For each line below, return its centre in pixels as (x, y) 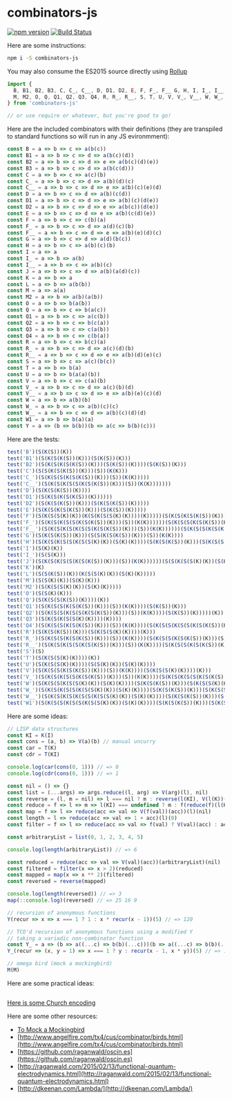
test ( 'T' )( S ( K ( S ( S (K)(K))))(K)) (54, 658)
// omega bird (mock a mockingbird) (60, 964)
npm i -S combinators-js (43, 58)
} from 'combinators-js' (43, 103)
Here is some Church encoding (51, 1003)
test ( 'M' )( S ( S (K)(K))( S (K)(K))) (54, 581)
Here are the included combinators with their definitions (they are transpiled (115, 129)
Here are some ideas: (38, 716)
